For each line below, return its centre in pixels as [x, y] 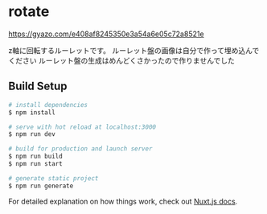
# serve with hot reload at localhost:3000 [82, 127]
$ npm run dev [32, 134]
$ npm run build [35, 156]
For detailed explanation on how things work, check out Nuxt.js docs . [123, 201]
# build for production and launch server [80, 149]
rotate [29, 12]
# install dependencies [48, 105]
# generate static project [53, 178]
